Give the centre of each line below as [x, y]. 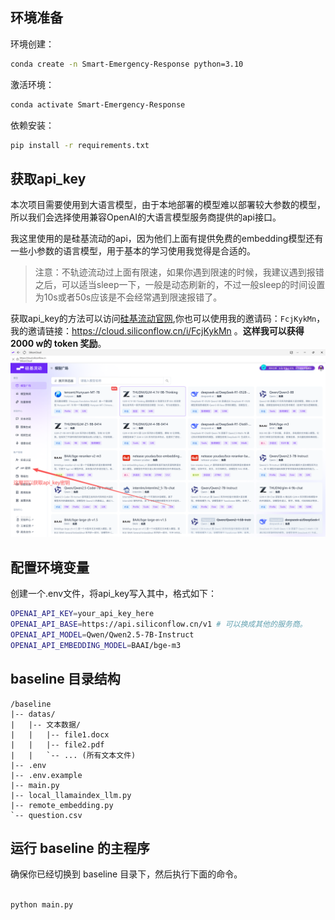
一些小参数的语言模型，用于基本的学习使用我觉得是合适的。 [133, 251]
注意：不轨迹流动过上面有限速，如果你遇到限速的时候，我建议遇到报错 [179, 272]
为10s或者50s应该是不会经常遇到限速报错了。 [128, 297]
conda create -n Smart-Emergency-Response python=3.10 [127, 64]
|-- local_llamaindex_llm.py [71, 795]
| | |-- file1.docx [60, 734]
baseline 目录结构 [65, 679]
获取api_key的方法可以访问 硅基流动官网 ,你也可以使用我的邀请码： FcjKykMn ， [168, 319]
